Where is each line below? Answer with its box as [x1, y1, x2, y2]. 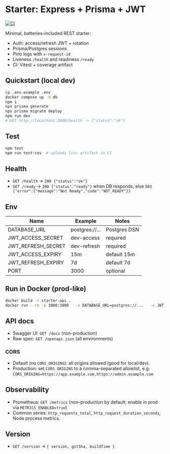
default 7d [105, 259, 131, 266]
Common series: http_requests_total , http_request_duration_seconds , [12, 410, 161, 416]
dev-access [70, 235, 100, 242]
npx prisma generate [5, 104, 49, 109]
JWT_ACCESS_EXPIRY [8, 251, 62, 258]
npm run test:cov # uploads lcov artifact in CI [5, 150, 112, 155]
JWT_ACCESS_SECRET [8, 235, 63, 242]
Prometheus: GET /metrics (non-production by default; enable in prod [12, 399, 158, 405]
